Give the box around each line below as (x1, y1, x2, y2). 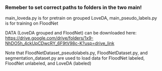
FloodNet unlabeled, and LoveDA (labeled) (5, 61, 91, 67)
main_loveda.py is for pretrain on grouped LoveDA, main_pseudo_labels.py (5, 15, 157, 21)
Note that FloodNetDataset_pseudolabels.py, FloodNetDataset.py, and (5, 50, 148, 56)
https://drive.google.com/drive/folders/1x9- (5, 35, 94, 41)
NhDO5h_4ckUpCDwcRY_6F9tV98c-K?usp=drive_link (5, 40, 115, 46)
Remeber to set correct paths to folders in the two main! (5, 4, 142, 11)
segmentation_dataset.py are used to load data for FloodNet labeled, (5, 55, 145, 61)
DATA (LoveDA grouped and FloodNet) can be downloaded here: (5, 30, 137, 36)
